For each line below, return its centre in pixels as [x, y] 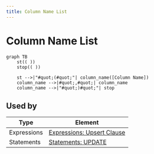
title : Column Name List [37, 12]
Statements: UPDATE [78, 142]
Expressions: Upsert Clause [87, 133]
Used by [22, 106]
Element [87, 123]
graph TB [17, 57]
